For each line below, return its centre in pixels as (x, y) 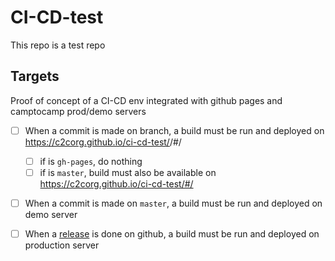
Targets (35, 76)
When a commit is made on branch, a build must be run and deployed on (174, 130)
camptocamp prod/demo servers (78, 111)
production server (62, 245)
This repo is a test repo (58, 45)
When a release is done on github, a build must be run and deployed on (172, 234)
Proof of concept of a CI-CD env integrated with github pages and (146, 100)
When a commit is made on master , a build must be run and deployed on (173, 203)
